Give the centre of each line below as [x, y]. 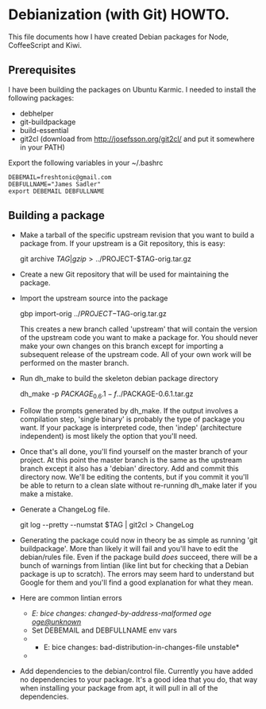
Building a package [56, 215]
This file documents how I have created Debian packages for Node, [118, 37]
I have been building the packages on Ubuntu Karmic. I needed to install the [132, 89]
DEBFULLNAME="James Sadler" [55, 184]
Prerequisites [42, 71]
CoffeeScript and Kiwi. [45, 45]
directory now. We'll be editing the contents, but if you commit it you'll [134, 477]
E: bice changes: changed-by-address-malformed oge [121, 613]
